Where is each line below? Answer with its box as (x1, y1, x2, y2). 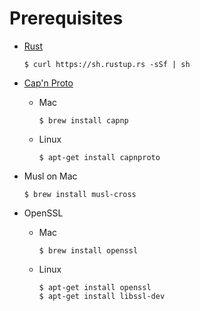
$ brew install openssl (38, 245, 139, 256)
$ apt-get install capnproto (38, 152, 161, 162)
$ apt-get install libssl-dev (38, 291, 166, 301)
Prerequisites (9, 7, 124, 30)
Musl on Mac (23, 170, 78, 182)
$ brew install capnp (38, 115, 129, 126)
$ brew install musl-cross (23, 189, 137, 199)
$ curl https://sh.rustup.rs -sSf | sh (23, 59, 191, 69)
